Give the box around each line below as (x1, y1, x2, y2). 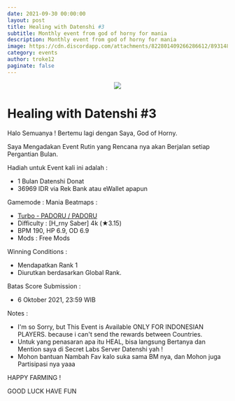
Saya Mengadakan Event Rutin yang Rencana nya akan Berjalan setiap (7, 142, 210, 150)
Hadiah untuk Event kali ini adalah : (7, 163, 108, 171)
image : (7, 43, 27, 50)
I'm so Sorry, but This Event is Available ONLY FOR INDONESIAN (17, 323, 204, 331)
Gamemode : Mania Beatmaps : (7, 197, 98, 206)
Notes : (7, 309, 28, 317)
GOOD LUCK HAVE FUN (7, 386, 77, 395)
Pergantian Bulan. (7, 150, 58, 158)
